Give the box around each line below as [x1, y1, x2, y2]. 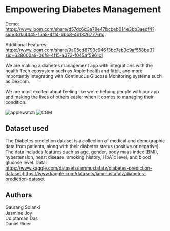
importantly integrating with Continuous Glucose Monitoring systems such [5, 73, 162, 79]
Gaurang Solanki [5, 204, 40, 211]
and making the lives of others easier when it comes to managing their [5, 94, 154, 100]
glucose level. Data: [5, 159, 47, 165]
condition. [5, 99, 27, 106]
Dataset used [5, 124, 49, 133]
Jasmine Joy [5, 209, 32, 216]
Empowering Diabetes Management [5, 4, 161, 15]
